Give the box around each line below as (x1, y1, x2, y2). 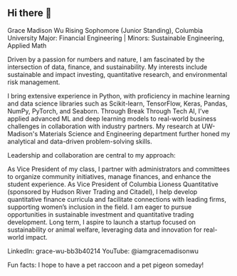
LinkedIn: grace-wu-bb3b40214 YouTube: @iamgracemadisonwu (7, 247, 199, 255)
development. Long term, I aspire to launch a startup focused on (7, 218, 196, 226)
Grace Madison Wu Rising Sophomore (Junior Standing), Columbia (7, 26, 204, 34)
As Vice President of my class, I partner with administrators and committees (7, 165, 230, 173)
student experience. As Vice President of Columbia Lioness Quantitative (7, 180, 218, 188)
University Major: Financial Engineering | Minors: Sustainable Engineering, (7, 34, 225, 42)
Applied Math (7, 41, 47, 50)
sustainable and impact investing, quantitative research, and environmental (7, 70, 228, 78)
